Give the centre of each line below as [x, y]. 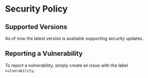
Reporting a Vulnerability [44, 54]
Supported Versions [36, 27]
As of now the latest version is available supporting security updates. [74, 38]
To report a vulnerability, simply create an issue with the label [66, 65]
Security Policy [37, 9]
